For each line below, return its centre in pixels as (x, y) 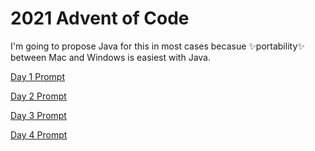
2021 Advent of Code (100, 18)
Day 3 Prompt (38, 115)
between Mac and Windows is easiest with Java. (111, 57)
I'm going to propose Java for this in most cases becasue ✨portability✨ (157, 46)
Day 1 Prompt (37, 76)
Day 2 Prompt (38, 96)
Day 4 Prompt (39, 134)
